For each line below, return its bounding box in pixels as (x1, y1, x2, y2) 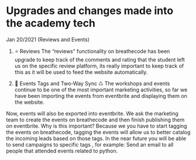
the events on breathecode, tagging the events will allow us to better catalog (6, 128, 191, 135)
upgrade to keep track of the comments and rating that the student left (14, 56, 185, 63)
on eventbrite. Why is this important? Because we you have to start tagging (6, 122, 187, 130)
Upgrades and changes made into (6, 4, 174, 18)
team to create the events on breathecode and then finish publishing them (6, 116, 185, 123)
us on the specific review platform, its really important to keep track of (14, 62, 184, 69)
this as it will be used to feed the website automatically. (14, 69, 148, 76)
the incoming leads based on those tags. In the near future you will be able (6, 135, 186, 142)
